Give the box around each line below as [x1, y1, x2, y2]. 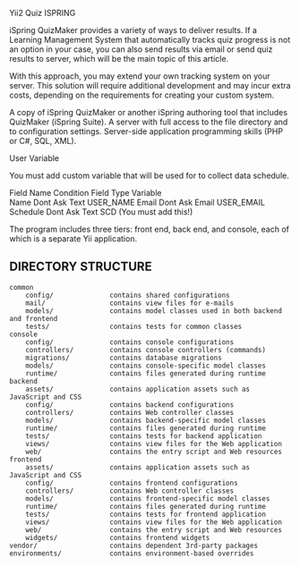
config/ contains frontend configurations [25, 478, 239, 487]
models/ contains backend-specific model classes [25, 416, 267, 425]
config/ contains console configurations [25, 337, 235, 347]
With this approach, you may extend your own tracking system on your [9, 71, 270, 81]
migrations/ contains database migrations [25, 353, 222, 362]
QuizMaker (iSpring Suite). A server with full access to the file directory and [9, 116, 288, 127]
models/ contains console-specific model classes [25, 361, 267, 370]
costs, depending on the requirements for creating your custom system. [9, 89, 275, 100]
